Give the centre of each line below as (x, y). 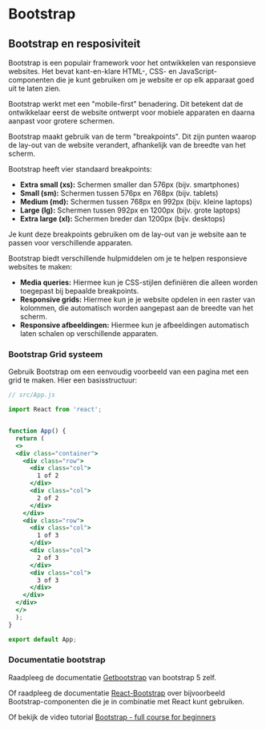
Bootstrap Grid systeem (56, 354)
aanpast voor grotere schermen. (61, 121)
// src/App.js (32, 395)
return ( (30, 438)
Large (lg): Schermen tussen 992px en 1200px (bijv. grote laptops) (130, 210)
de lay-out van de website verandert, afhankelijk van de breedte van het (127, 145)
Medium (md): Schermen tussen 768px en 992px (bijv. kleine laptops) (136, 202)
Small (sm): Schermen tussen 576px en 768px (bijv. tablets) (119, 193)
